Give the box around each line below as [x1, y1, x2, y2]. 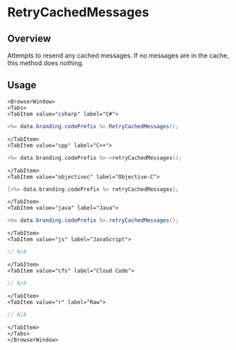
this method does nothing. [7, 59, 84, 67]
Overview [7, 33, 52, 45]
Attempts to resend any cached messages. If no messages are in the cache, [7, 51, 229, 60]
